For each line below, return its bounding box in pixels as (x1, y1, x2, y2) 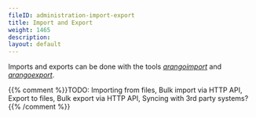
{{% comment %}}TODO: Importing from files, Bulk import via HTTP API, (8, 85, 243, 95)
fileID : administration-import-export (8, 11, 135, 20)
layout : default (8, 41, 61, 48)
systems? (217, 94, 249, 103)
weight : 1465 (8, 26, 51, 34)
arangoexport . (8, 70, 55, 80)
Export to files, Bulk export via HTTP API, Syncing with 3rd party (8, 94, 216, 103)
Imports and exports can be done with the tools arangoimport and (8, 62, 222, 71)
